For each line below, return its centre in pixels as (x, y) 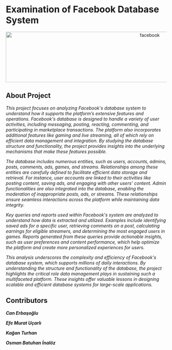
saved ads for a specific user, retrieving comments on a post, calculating (83, 226)
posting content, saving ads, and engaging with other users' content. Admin (86, 183)
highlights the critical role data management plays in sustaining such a (80, 274)
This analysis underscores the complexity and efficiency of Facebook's (81, 257)
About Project (28, 96)
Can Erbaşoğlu (22, 313)
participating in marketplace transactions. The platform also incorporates (83, 129)
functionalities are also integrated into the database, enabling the (75, 188)
